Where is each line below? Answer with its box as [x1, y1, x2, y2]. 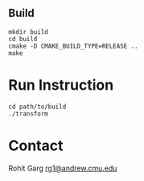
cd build [8, 35, 38, 43]
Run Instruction [8, 76, 114, 94]
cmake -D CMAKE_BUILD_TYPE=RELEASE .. [8, 42, 138, 50]
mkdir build [8, 27, 48, 36]
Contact [8, 137, 64, 154]
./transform [8, 109, 48, 118]
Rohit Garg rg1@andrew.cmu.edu [8, 163, 117, 173]
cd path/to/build [8, 103, 67, 111]
